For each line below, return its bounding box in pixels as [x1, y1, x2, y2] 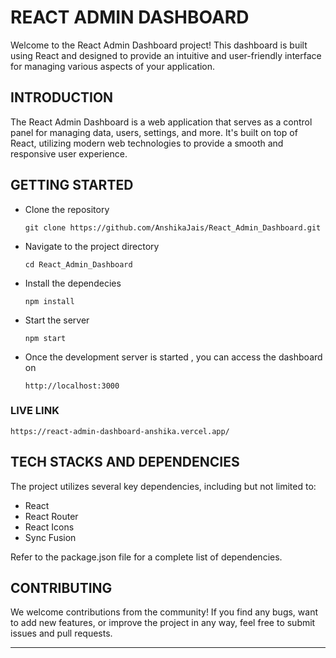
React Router [24, 510, 79, 522]
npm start [24, 333, 67, 343]
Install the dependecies [24, 277, 122, 289]
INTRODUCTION [10, 89, 114, 106]
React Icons [24, 521, 75, 533]
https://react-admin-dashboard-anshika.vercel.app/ [10, 426, 230, 436]
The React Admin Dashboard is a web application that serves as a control [10, 116, 313, 128]
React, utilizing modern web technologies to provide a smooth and [10, 137, 284, 149]
